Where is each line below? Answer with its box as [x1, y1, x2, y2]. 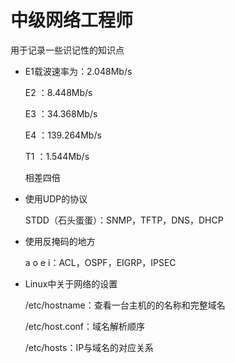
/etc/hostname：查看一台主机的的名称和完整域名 [24, 299, 226, 311]
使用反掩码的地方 [24, 235, 96, 247]
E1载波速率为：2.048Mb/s [24, 65, 133, 77]
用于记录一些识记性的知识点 [10, 44, 125, 56]
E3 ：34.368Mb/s [24, 107, 98, 120]
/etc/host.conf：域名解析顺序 [24, 320, 146, 332]
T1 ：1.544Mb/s [24, 150, 90, 162]
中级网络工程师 [10, 9, 134, 32]
